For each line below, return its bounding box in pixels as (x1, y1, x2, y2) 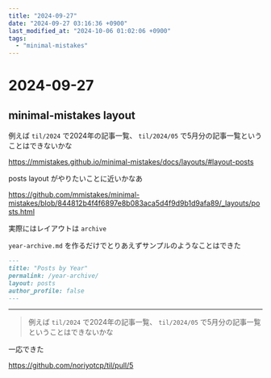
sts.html (8, 207, 35, 217)
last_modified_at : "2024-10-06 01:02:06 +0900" (8, 27, 172, 35)
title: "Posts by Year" (8, 264, 89, 272)
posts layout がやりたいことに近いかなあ (8, 174, 143, 184)
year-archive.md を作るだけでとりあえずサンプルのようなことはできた (8, 241, 241, 251)
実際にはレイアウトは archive (8, 223, 107, 234)
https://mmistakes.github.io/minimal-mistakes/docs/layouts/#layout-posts (8, 157, 254, 167)
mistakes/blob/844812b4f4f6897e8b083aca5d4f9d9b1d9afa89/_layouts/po (8, 198, 261, 208)
